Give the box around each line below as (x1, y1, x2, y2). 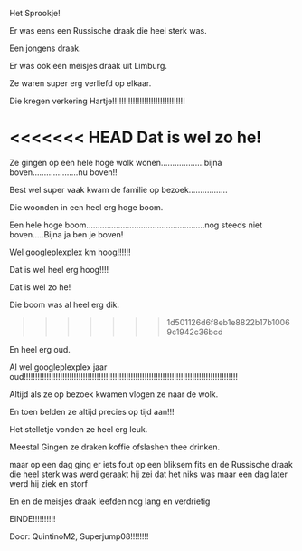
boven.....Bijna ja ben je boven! (9, 228, 124, 239)
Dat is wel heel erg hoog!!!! (9, 264, 109, 275)
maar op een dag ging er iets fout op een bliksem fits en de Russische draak (9, 459, 294, 469)
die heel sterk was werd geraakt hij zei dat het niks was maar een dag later (9, 469, 288, 479)
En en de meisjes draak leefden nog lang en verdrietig (9, 496, 211, 507)
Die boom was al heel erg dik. (9, 299, 120, 310)
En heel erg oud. (9, 343, 71, 354)
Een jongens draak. (9, 43, 81, 53)
